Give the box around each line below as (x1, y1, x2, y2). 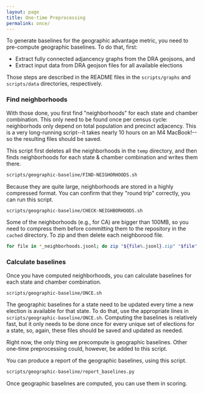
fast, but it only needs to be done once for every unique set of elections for (6, 320, 195, 328)
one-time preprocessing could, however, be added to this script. (6, 345, 167, 353)
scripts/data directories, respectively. (6, 80, 102, 87)
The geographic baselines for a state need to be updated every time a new (6, 301, 194, 308)
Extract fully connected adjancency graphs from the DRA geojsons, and (15, 56, 195, 63)
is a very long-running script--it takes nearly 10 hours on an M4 (6, 129, 166, 136)
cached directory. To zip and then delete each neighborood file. (6, 231, 164, 239)
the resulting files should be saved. (13, 135, 102, 142)
